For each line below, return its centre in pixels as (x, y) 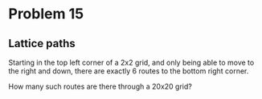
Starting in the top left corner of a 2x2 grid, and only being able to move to (131, 62)
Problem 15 (46, 14)
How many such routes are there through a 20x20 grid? (100, 86)
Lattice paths (42, 44)
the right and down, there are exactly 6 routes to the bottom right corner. (129, 71)
